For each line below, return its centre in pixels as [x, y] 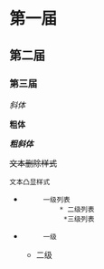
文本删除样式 [33, 163]
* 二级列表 [77, 209]
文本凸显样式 [30, 182]
